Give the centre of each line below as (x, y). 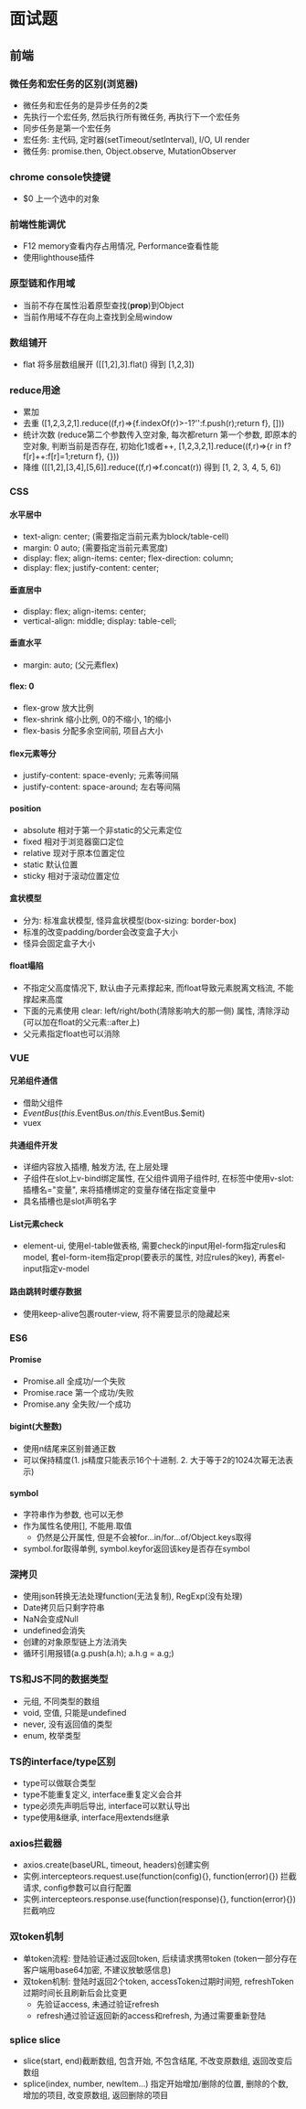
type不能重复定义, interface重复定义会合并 (102, 1794)
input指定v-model (56, 1269)
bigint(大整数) (36, 1427)
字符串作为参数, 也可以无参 (73, 1515)
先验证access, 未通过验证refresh (98, 2004)
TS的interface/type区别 (63, 1761)
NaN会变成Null (51, 1619)
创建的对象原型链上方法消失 (75, 1642)
